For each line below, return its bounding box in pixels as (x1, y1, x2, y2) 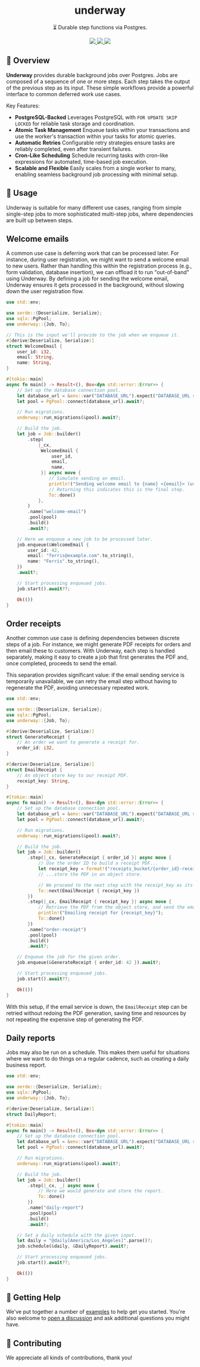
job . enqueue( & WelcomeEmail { (17, 542, 89, 548)
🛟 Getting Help (6, 1292, 61, 1303)
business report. (6, 1061, 46, 1069)
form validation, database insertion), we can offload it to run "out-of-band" (6, 269, 189, 276)
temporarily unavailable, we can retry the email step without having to (6, 678, 177, 685)
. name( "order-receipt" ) (27, 926, 86, 932)
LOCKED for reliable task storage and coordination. (14, 120, 135, 127)
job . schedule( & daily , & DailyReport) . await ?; (17, 1243, 129, 1249)
